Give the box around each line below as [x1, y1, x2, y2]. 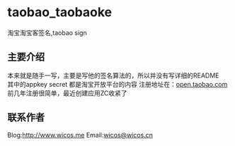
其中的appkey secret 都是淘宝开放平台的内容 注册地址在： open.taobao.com [7, 80, 228, 88]
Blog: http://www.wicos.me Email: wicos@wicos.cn [7, 130, 154, 139]
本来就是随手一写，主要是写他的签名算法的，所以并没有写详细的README [7, 71, 219, 80]
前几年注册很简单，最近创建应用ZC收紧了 [7, 89, 127, 97]
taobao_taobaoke [7, 4, 112, 20]
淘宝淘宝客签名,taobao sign [7, 28, 87, 37]
